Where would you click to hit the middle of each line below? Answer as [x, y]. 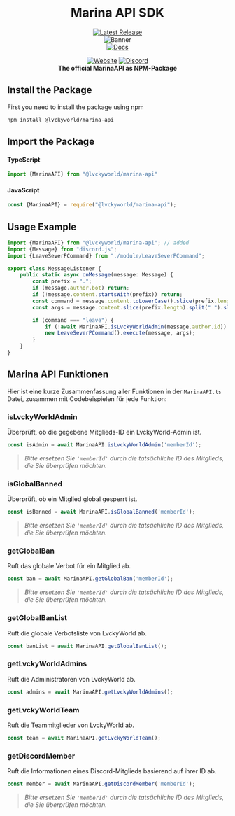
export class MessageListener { [54, 268]
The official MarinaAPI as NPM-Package [117, 68]
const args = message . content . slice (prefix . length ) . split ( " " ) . [128, 307]
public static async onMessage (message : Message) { [97, 275]
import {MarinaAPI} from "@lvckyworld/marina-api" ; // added [98, 243]
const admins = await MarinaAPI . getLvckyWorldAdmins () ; [90, 692]
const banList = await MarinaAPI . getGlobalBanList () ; [87, 646]
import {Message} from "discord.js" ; [62, 249]
